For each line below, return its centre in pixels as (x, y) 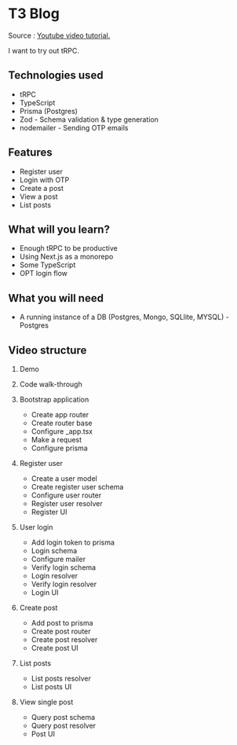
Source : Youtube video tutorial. (59, 35)
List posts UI (51, 687)
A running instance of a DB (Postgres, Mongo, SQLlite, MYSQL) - (124, 317)
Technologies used (56, 75)
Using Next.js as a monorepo (66, 257)
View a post (38, 196)
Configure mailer (58, 559)
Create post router (61, 631)
